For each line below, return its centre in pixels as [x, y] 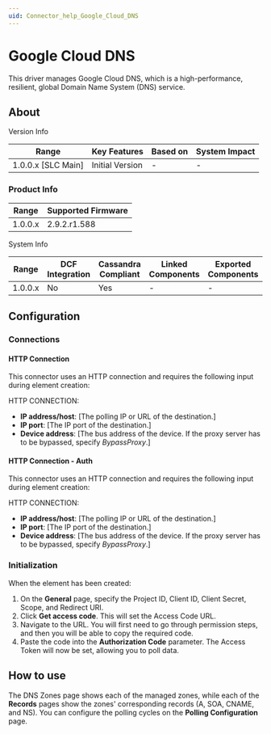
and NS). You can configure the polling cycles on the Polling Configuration [133, 712]
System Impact [226, 152]
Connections [34, 339]
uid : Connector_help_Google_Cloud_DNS [73, 16]
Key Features [117, 152]
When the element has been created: [70, 583]
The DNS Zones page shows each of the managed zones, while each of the [134, 695]
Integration [69, 274]
